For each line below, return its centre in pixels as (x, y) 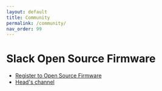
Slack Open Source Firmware (81, 59)
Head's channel (35, 82)
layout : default (27, 12)
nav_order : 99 (24, 29)
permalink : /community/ (36, 23)
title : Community (28, 18)
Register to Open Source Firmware (58, 76)
